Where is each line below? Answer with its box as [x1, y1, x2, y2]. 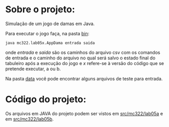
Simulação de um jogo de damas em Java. [5, 20, 95, 27]
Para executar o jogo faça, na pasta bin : [5, 30, 90, 36]
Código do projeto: [5, 94, 87, 105]
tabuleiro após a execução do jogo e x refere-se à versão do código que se [5, 60, 164, 66]
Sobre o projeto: [5, 4, 75, 15]
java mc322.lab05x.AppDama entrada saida [5, 40, 95, 46]
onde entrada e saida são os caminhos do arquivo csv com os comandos [5, 49, 160, 55]
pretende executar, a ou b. [5, 66, 61, 72]
